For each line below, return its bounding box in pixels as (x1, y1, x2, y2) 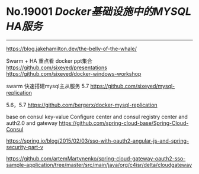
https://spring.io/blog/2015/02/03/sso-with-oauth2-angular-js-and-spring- (6, 137, 190, 144)
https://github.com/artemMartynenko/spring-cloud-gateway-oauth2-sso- (6, 154, 186, 162)
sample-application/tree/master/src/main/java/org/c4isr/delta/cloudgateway (6, 161, 192, 168)
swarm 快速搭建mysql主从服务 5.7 (6, 82, 89, 89)
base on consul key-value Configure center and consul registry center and (6, 113, 188, 120)
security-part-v (6, 143, 43, 150)
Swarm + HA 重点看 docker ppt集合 (6, 57, 93, 65)
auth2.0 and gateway (6, 119, 58, 127)
